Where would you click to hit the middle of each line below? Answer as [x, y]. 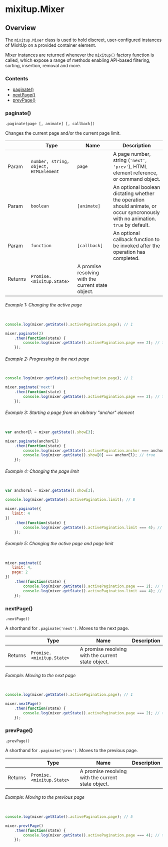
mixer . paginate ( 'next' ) [30, 387]
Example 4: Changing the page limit [42, 471]
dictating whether [134, 193]
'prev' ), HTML [130, 166]
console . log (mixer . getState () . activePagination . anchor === [86, 451]
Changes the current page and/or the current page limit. [63, 133]
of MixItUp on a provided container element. [51, 45]
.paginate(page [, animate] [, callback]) [50, 124]
